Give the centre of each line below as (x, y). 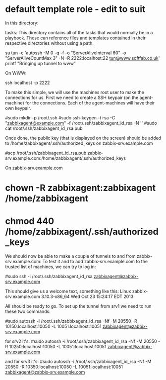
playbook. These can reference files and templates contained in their (75, 38)
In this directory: (22, 23)
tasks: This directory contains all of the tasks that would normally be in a (79, 32)
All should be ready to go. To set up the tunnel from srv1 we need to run (78, 306)
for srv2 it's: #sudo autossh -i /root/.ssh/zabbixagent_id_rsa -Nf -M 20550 (81, 341)
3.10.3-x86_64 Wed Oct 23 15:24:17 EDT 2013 (87, 296)
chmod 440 (30, 221)
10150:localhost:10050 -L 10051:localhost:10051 (53, 326)
